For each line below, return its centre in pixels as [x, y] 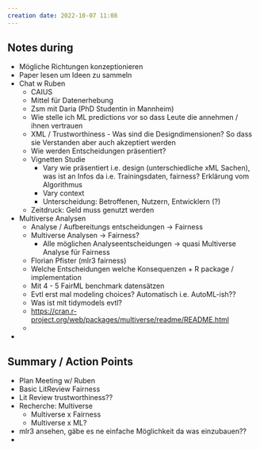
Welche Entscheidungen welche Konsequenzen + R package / [132, 269]
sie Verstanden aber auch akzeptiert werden [103, 143]
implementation [56, 278]
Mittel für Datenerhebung [72, 101]
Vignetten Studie [58, 160]
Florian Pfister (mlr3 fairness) [78, 261]
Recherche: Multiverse [55, 406]
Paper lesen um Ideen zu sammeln [75, 75]
